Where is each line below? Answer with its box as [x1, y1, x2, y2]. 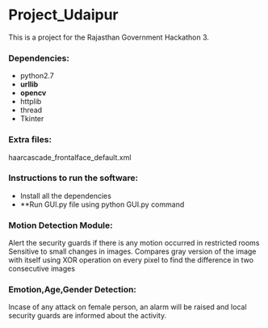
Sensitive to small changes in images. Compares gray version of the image [8, 246, 257, 256]
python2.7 [19, 71, 54, 81]
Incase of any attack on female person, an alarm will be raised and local [8, 302, 248, 312]
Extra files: [8, 134, 52, 145]
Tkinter [19, 114, 44, 124]
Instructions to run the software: [8, 172, 139, 183]
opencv [19, 88, 47, 98]
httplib [19, 97, 42, 107]
